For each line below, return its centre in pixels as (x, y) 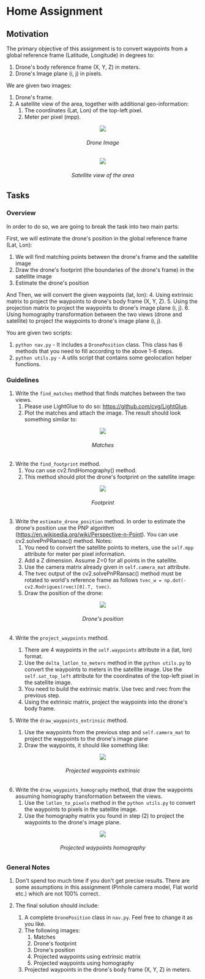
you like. (35, 924)
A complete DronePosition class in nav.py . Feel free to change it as (108, 918)
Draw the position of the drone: (64, 593)
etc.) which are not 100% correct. (57, 894)
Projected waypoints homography (103, 848)
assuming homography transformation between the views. (89, 796)
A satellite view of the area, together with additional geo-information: (102, 104)
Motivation (28, 34)
